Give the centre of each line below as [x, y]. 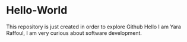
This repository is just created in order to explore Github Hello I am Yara [93, 27]
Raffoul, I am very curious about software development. [74, 33]
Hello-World [37, 10]
